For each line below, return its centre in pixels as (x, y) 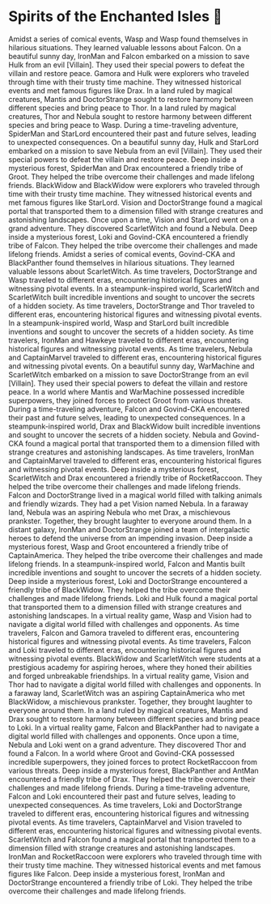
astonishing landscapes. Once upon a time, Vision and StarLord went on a (131, 220)
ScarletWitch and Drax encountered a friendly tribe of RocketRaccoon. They (135, 478)
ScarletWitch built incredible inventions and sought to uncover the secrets (132, 297)
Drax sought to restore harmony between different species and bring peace (134, 719)
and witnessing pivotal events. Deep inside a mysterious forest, (114, 469)
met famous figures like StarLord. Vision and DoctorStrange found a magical (135, 203)
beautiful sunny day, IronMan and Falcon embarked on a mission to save (129, 56)
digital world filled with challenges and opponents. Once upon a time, (124, 736)
